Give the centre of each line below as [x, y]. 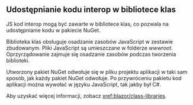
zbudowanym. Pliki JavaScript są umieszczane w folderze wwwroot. [90, 48]
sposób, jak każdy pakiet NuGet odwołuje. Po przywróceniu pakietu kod [94, 78]
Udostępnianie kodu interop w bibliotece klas [91, 10]
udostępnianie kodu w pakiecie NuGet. [53, 30]
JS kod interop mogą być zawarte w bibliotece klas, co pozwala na [87, 24]
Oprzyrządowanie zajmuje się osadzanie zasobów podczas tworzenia [91, 54]
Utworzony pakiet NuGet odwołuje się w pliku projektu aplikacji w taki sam [97, 72]
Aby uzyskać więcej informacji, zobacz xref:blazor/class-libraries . [86, 96]
